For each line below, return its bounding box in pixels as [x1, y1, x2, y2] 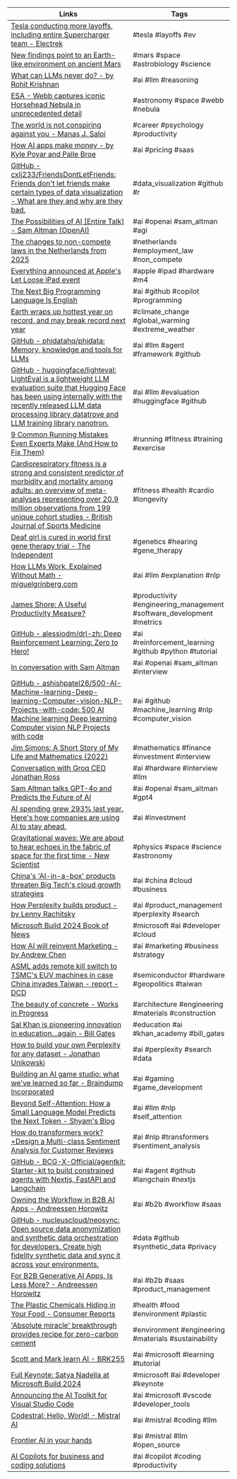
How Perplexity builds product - [11, 900, 118, 910]
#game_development [133, 1083, 203, 1092]
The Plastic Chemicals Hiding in [11, 1300, 116, 1310]
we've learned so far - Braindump [11, 1078, 123, 1088]
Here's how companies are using [11, 813, 120, 822]
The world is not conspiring [11, 120, 102, 130]
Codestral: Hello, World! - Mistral [11, 1411, 121, 1420]
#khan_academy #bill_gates [133, 1029, 225, 1038]
